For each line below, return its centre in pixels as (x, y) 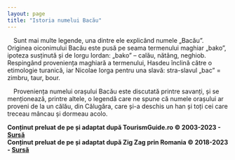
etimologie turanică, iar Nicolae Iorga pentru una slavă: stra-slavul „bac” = (114, 70)
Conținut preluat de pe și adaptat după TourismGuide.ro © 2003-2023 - (114, 127)
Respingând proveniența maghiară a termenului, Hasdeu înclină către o (110, 62)
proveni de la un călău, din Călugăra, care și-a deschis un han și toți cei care (117, 106)
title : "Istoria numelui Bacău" (54, 20)
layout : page (26, 14)
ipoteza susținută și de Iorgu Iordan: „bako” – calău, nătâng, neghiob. (107, 55)
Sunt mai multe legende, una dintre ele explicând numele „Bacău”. (109, 40)
